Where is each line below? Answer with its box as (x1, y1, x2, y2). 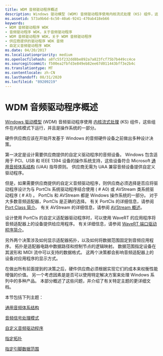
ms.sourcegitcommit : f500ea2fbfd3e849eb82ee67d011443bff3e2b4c (5, 61, 136, 66)
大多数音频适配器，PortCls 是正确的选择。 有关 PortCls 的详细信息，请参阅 (5, 198, 154, 204)
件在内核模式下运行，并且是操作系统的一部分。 (5, 125, 98, 131)
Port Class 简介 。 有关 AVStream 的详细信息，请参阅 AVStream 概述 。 (5, 204, 145, 210)
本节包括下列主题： (5, 294, 44, 300)
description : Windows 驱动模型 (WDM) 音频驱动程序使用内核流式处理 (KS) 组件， (5, 12, 155, 17)
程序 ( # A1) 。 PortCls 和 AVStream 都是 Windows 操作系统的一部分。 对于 (9, 192, 159, 198)
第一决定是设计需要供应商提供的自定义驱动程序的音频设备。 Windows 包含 (5, 152, 154, 157)
